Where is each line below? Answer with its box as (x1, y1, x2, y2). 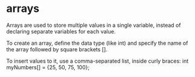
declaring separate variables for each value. (6, 27, 116, 35)
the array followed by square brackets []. (6, 45, 107, 53)
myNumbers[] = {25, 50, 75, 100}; (6, 63, 90, 70)
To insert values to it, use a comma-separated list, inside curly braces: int (6, 57, 189, 64)
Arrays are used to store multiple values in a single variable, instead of (6, 21, 181, 29)
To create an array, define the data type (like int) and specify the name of (6, 39, 188, 47)
